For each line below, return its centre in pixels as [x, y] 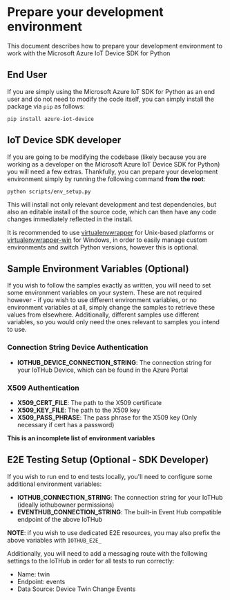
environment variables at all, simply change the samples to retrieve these [111, 308]
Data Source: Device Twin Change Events [76, 589]
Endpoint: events [41, 581]
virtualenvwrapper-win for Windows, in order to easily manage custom [108, 240]
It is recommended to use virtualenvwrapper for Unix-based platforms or [111, 232]
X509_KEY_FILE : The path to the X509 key [78, 410]
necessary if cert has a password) [66, 424]
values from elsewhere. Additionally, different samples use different [103, 315]
